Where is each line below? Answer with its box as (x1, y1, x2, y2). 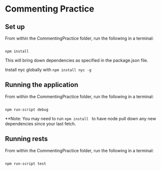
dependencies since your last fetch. (5, 121, 76, 127)
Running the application (5, 81, 79, 89)
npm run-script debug (5, 107, 49, 112)
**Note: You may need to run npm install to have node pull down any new (5, 115, 156, 121)
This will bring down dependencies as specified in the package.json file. (5, 57, 148, 63)
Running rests (5, 135, 48, 143)
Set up (5, 23, 25, 31)
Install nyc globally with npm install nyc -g (5, 67, 92, 72)
